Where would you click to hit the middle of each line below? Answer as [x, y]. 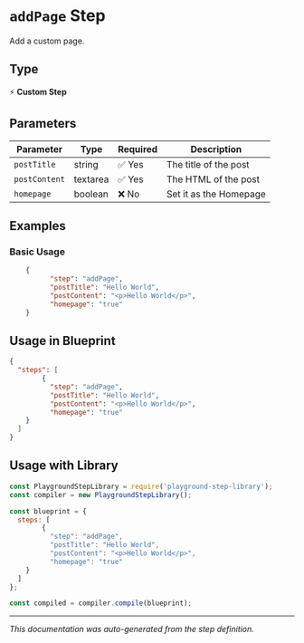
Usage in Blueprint [62, 341]
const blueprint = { [48, 511]
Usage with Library [64, 466]
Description [216, 149]
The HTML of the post [213, 179]
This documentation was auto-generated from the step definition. [132, 629]
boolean [91, 194]
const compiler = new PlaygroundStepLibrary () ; [101, 494]
